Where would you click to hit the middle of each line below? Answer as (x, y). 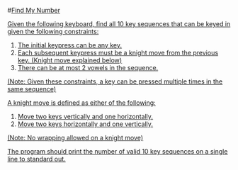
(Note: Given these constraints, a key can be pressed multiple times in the (115, 81)
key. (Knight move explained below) (70, 60)
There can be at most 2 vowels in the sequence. (88, 68)
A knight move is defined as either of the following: (81, 103)
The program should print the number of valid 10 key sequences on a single (118, 151)
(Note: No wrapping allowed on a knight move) (75, 138)
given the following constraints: (53, 32)
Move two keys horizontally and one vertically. (85, 124)
